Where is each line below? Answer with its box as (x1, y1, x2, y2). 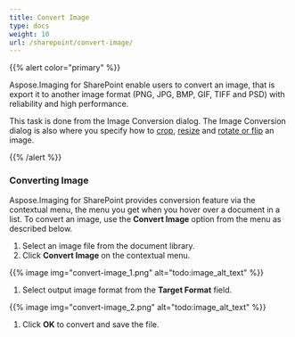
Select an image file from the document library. (21, 240, 195, 251)
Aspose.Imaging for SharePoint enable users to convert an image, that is (9, 79, 275, 90)
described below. (9, 223, 73, 234)
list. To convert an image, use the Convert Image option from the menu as (9, 213, 283, 224)
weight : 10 (9, 29, 50, 38)
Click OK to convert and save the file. (21, 318, 160, 330)
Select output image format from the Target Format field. (21, 284, 233, 295)
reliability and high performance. (9, 99, 129, 110)
